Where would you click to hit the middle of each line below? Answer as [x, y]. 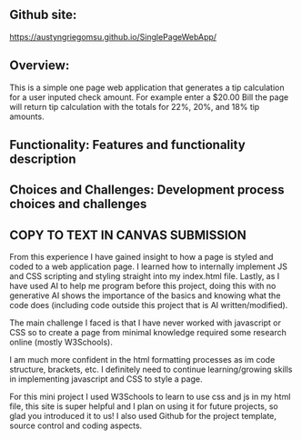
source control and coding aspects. [76, 425]
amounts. [27, 116]
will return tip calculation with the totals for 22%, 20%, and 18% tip [135, 106]
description [43, 160]
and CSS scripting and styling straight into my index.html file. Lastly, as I [145, 276]
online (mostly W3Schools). [61, 342]
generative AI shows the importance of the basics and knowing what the [145, 295]
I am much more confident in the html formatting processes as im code [142, 360]
